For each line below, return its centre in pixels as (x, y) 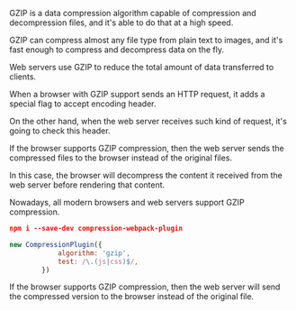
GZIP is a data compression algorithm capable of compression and (133, 13)
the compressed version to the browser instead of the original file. (132, 297)
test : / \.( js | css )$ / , (98, 261)
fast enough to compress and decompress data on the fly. (117, 50)
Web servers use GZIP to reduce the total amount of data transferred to (142, 67)
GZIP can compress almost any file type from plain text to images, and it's (146, 40)
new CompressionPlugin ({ (56, 244)
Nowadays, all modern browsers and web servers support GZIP (127, 202)
